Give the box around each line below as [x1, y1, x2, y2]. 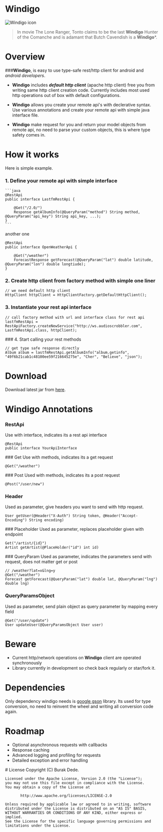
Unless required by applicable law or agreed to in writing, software [5, 802, 151, 807]
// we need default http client [5, 289, 71, 293]
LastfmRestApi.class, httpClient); [5, 328, 77, 332]
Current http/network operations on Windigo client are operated [12, 655, 141, 660]
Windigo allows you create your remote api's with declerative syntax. [12, 101, 152, 108]
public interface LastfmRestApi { [5, 197, 75, 202]
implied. [5, 814, 23, 819]
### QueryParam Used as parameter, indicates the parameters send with [5, 554, 152, 560]
